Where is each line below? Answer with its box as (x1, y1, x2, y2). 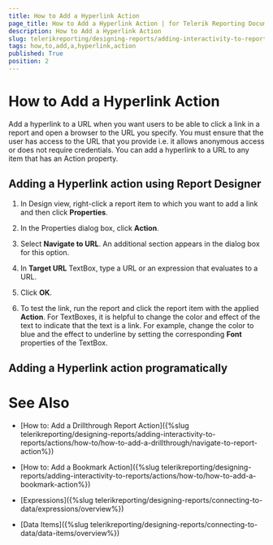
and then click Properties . (19, 207, 108, 217)
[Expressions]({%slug (19, 495, 93, 504)
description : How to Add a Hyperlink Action (8, 27, 162, 35)
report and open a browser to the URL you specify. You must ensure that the (8, 128, 264, 137)
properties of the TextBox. (19, 338, 108, 348)
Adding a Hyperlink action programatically (8, 361, 228, 375)
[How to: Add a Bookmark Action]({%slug (19, 462, 160, 472)
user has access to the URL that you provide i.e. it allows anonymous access (8, 136, 265, 146)
